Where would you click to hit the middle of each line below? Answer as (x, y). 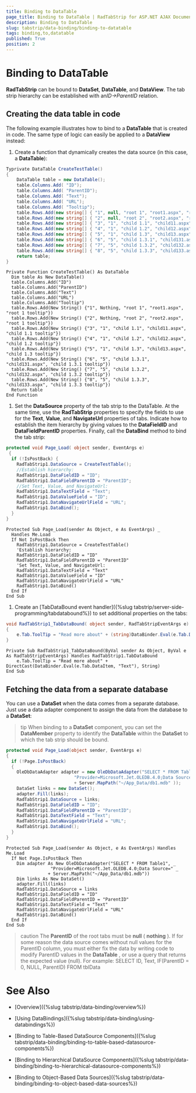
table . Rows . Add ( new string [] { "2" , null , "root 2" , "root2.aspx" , (100, 218)
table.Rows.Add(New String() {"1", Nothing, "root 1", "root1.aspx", (97, 308)
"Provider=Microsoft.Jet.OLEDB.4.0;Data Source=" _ (115, 869)
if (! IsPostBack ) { (35, 459)
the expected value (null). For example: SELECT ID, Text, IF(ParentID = (105, 961)
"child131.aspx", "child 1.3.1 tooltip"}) (58, 365)
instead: (16, 141)
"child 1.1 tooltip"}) (34, 334)
